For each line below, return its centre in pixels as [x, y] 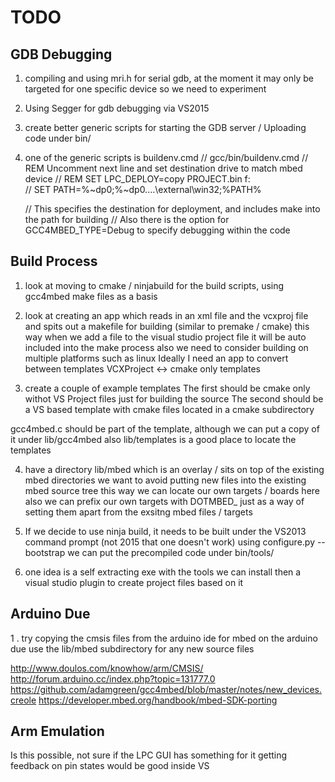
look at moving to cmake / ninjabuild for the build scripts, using [154, 285]
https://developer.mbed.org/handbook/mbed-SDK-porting [158, 700]
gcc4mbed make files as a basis [91, 296]
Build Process [54, 261]
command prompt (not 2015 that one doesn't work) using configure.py [169, 542]
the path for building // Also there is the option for [127, 219]
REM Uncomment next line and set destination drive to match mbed [163, 168]
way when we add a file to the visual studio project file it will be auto [165, 337]
